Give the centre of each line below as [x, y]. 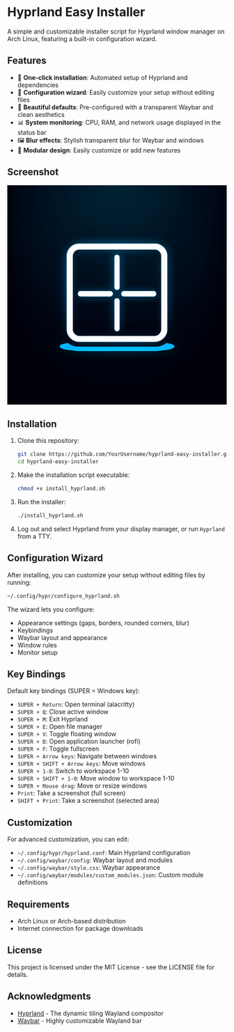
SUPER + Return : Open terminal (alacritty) [76, 705]
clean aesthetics [41, 114]
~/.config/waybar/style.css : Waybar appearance [89, 868]
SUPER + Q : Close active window [63, 712]
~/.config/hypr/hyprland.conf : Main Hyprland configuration [104, 853]
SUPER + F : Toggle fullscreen [58, 749]
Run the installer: [41, 502]
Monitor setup [37, 652]
